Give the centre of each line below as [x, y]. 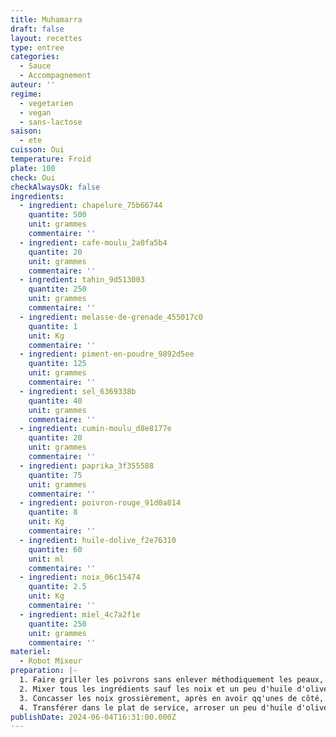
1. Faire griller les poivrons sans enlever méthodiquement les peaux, [172, 680]
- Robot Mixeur [51, 661]
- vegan [35, 112]
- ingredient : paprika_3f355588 [87, 466]
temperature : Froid [51, 159]
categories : [35, 57]
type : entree [37, 47]
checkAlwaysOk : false [55, 187]
